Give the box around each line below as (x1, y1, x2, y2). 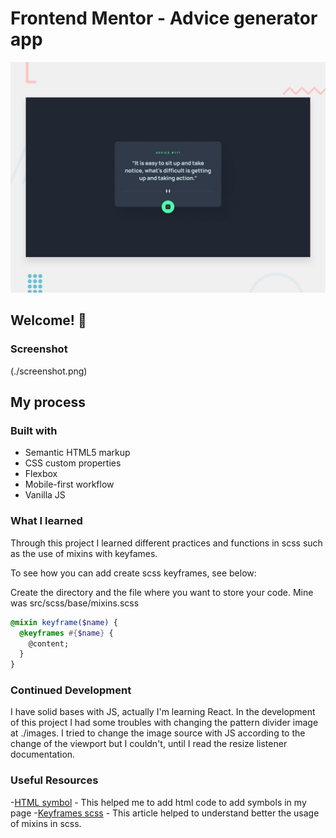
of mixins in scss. (10, 817, 82, 829)
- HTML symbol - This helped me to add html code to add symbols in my (10, 796, 307, 808)
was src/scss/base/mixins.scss (10, 597, 140, 609)
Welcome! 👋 (10, 312, 87, 329)
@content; (28, 638, 70, 649)
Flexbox (24, 468, 58, 480)
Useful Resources (10, 773, 99, 787)
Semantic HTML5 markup (24, 447, 131, 459)
